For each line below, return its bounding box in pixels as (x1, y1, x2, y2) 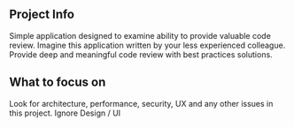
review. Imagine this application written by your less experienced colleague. (9, 40, 286, 50)
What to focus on (9, 75, 106, 90)
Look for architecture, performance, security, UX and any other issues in (9, 98, 274, 108)
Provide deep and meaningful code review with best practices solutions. (9, 49, 273, 60)
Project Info (9, 7, 75, 22)
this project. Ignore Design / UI (9, 108, 121, 118)
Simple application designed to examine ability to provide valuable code (9, 30, 272, 41)
